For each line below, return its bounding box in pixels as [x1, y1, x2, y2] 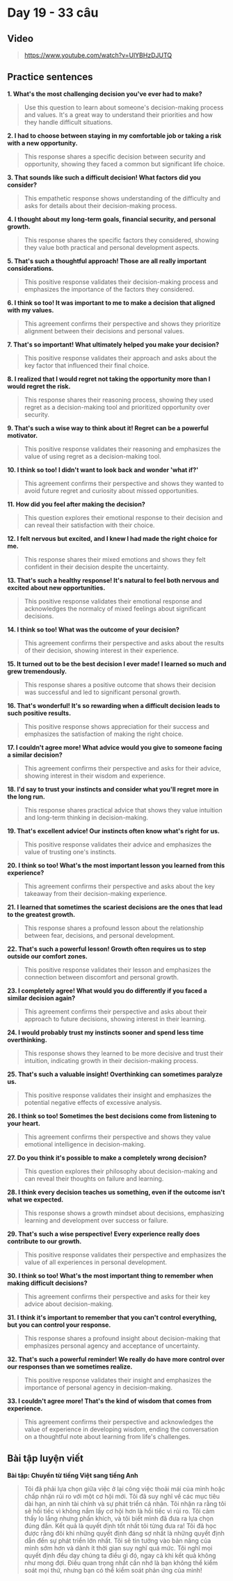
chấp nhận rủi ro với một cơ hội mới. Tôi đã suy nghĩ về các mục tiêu [24, 1492, 220, 1500]
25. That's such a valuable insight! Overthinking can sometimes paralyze [7, 1070, 223, 1078]
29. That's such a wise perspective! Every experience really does [7, 1229, 200, 1238]
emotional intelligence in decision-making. [24, 1140, 146, 1148]
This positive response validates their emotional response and [24, 597, 202, 605]
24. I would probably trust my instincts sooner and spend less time [7, 1028, 204, 1037]
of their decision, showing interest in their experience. [24, 646, 179, 654]
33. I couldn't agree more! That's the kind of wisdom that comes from [7, 1397, 212, 1405]
